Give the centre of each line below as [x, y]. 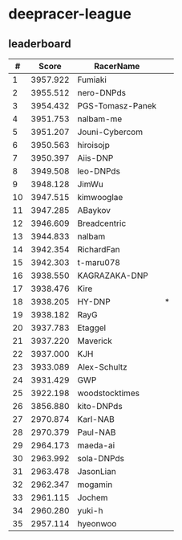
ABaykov [94, 210]
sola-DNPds [101, 458]
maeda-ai [96, 445]
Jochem [93, 497]
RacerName [117, 66]
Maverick [95, 341]
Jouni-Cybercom [110, 132]
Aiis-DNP [95, 158]
